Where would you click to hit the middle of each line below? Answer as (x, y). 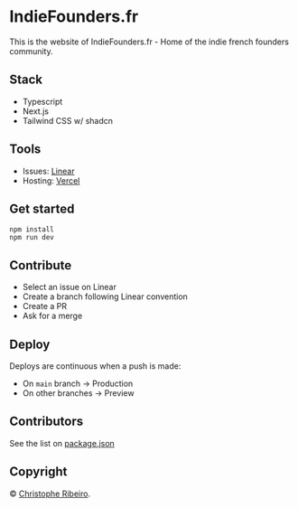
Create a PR (45, 306)
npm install (32, 230)
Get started (42, 208)
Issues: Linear (48, 171)
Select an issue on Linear (70, 287)
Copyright (38, 472)
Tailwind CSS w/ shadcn (68, 120)
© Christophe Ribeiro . (50, 494)
